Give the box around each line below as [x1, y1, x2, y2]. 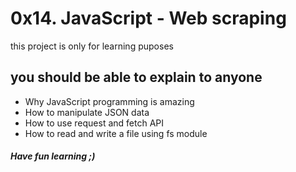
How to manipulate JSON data [24, 106, 150, 118]
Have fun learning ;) [10, 150, 96, 162]
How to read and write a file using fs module [24, 127, 208, 139]
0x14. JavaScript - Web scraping [10, 7, 287, 30]
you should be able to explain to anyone [10, 69, 263, 86]
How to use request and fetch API [24, 117, 164, 129]
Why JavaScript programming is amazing [24, 95, 195, 107]
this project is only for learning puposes [10, 40, 174, 52]
